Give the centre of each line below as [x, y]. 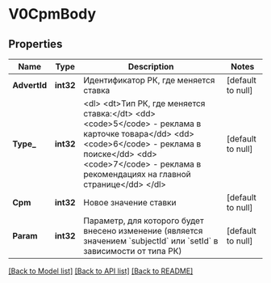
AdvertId [29, 85]
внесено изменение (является [143, 231]
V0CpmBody [52, 14]
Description [151, 67]
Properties [35, 44]
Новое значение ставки [130, 203]
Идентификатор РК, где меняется [149, 80]
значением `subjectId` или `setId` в [151, 241]
